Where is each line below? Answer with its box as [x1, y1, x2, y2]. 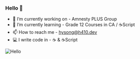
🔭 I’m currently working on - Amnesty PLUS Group [12, 16, 117, 22]
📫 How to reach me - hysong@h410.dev [12, 29, 97, 35]
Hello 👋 [5, 5, 23, 12]
